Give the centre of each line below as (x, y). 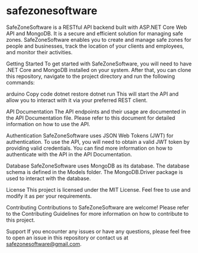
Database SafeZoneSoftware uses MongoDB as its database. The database (98, 166)
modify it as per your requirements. (49, 196)
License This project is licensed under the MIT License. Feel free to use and (98, 189)
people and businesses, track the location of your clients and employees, (95, 46)
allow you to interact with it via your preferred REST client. (77, 100)
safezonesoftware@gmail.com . (44, 244)
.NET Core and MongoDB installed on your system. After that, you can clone (99, 70)
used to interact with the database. (48, 178)
